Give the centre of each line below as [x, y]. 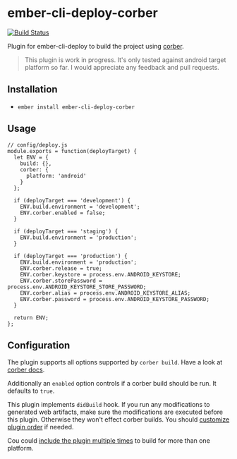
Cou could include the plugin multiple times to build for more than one [109, 441]
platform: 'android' [56, 176]
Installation [32, 90]
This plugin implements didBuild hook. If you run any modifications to [109, 405]
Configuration [39, 345]
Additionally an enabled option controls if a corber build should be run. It [112, 384]
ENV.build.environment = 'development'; [80, 207]
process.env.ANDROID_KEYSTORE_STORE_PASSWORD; [77, 287]
